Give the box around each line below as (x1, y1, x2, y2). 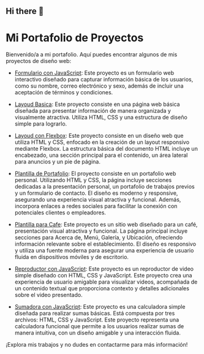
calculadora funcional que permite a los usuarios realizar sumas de (14, 323, 184, 330)
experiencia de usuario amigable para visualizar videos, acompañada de (14, 278, 198, 285)
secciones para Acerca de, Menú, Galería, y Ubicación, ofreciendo (14, 234, 183, 241)
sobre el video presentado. (14, 292, 83, 299)
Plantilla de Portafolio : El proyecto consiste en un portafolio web (14, 170, 176, 178)
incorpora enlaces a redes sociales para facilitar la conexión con (14, 203, 178, 210)
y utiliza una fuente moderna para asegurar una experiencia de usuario (14, 247, 194, 254)
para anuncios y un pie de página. (14, 158, 100, 165)
